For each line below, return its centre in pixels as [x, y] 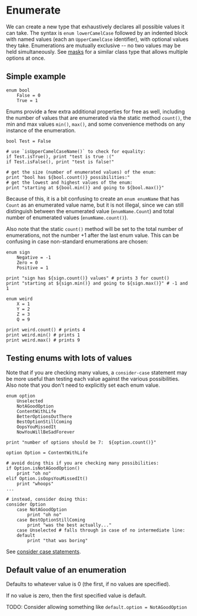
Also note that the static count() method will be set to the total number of [95, 229]
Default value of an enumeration [66, 570]
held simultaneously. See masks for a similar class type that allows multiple [97, 51]
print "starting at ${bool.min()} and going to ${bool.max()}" [85, 188]
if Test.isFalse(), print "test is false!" [60, 162]
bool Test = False [29, 141]
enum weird [19, 299]
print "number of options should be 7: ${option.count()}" [81, 442]
